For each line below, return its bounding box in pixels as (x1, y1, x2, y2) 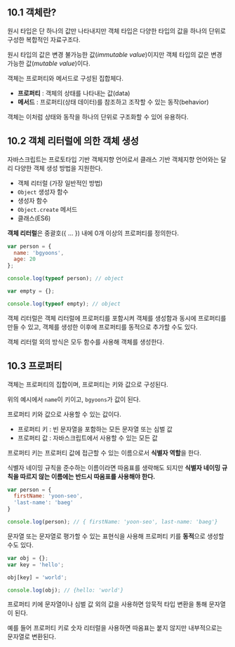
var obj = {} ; (7, 554, 49, 561)
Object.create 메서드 (17, 205, 78, 213)
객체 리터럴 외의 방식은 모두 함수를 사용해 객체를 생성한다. (7, 338, 165, 346)
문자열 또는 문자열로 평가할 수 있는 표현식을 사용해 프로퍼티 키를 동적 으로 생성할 (7, 532, 224, 540)
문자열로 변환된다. (7, 632, 57, 641)
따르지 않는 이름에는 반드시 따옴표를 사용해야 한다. (20, 472, 156, 481)
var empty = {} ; (7, 288, 55, 295)
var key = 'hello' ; (7, 561, 65, 568)
